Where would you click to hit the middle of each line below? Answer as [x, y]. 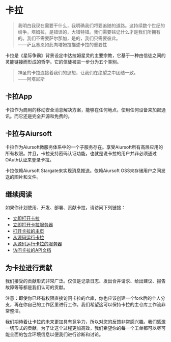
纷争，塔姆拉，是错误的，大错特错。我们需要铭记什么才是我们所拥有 [89, 32]
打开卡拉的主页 [28, 231]
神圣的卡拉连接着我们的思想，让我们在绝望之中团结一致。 [78, 72]
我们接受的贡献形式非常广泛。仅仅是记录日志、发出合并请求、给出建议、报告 [85, 281]
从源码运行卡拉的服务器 [37, 244]
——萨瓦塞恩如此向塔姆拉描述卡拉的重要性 [62, 44]
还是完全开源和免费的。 [47, 116]
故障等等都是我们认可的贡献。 [36, 288]
